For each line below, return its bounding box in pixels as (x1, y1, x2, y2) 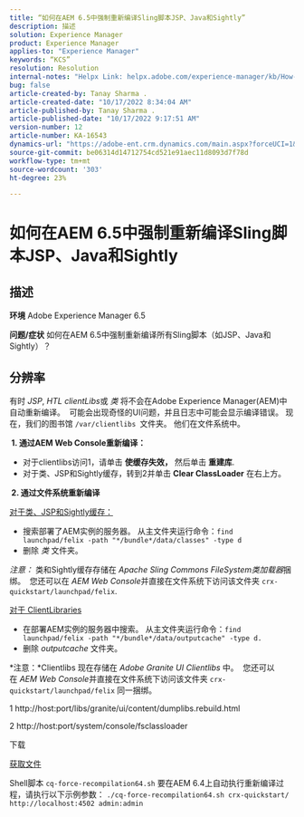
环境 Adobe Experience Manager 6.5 (9, 310, 147, 322)
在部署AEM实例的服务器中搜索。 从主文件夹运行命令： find (22, 624, 242, 635)
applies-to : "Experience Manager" (9, 47, 140, 56)
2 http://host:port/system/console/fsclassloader (9, 721, 188, 732)
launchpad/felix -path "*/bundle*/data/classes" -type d (22, 536, 242, 545)
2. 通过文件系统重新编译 (11, 487, 100, 498)
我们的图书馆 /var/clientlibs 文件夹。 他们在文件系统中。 (24, 418, 246, 429)
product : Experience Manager (9, 38, 119, 48)
